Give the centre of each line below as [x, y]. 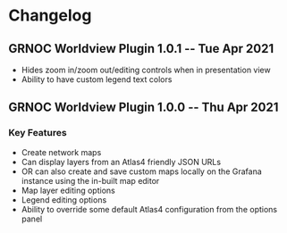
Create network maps [61, 152]
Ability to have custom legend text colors [97, 79]
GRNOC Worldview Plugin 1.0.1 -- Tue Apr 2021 [141, 49]
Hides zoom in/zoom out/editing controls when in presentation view [146, 70]
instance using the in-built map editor [90, 180]
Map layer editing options [68, 190]
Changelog [50, 16]
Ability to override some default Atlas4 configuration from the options [149, 209]
